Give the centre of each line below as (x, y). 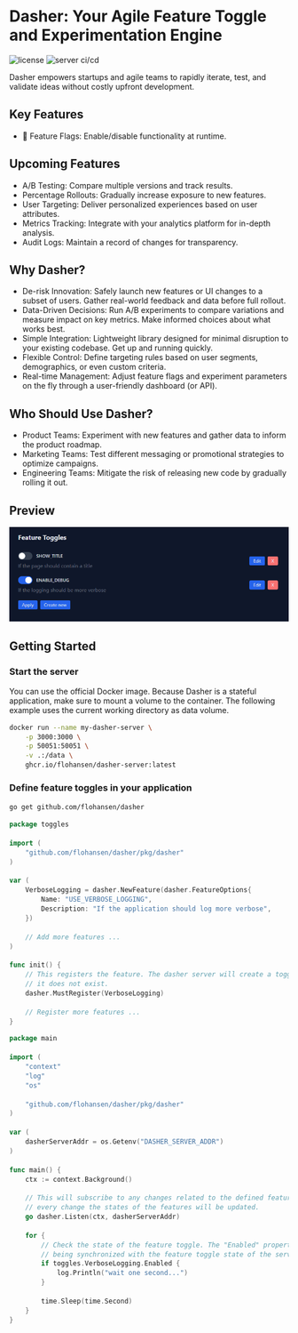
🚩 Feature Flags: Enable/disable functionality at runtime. (124, 136)
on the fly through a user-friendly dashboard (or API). (119, 386)
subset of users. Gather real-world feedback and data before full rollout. (154, 301)
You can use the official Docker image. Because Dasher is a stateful (133, 691)
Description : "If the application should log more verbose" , (157, 909)
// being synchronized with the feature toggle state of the (157, 1254)
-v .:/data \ (49, 756)
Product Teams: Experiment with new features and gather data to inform (154, 435)
